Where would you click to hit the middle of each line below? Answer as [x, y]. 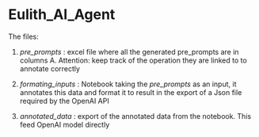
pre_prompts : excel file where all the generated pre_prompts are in [129, 51]
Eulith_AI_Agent [62, 15]
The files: [23, 36]
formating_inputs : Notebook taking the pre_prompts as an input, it [128, 84]
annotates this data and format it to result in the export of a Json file [131, 92]
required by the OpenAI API [64, 101]
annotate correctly [50, 68]
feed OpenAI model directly [65, 124]
